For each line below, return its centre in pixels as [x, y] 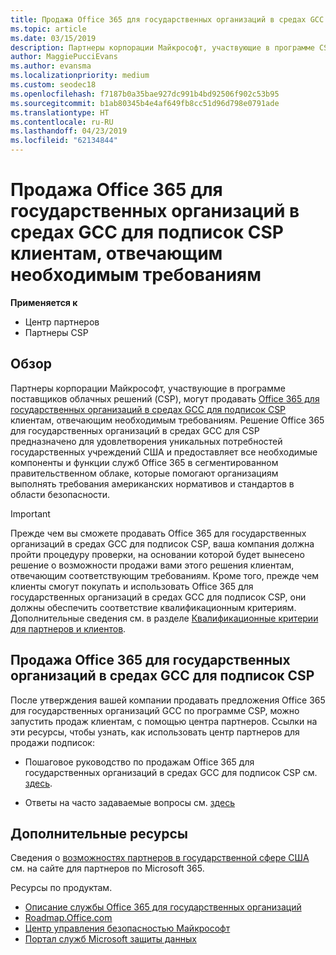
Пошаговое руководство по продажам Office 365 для [139, 762]
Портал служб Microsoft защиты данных [110, 939]
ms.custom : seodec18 [53, 85]
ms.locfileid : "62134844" [64, 141]
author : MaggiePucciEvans [64, 57]
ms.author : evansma [51, 66]
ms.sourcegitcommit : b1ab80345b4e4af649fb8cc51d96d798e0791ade [145, 103]
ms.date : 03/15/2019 [53, 38]
